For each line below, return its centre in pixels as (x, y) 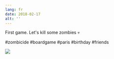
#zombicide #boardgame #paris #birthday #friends (57, 42)
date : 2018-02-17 (23, 14)
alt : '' (13, 19)
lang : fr (14, 10)
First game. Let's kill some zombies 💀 (43, 33)
